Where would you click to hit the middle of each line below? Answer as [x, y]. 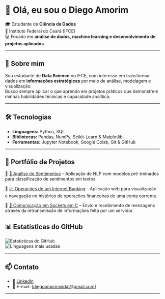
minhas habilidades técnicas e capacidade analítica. [58, 96]
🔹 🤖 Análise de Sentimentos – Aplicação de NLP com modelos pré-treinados [82, 174]
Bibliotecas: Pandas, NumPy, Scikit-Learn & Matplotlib [67, 137]
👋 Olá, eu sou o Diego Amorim [67, 10]
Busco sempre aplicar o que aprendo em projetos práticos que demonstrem [82, 91]
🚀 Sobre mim [25, 64]
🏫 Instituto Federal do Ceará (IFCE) [40, 31]
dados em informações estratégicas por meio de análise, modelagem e [78, 81]
